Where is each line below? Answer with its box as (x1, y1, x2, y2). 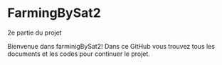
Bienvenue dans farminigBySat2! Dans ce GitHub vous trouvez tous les (7, 42, 216, 50)
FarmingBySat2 (7, 5, 101, 21)
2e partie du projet (7, 28, 62, 37)
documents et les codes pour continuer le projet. (7, 49, 151, 58)
